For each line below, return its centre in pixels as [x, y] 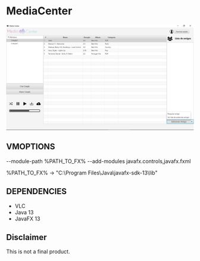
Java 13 [24, 212]
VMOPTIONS [31, 147]
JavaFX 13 [27, 219]
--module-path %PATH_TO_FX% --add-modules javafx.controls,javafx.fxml [99, 161]
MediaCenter [39, 11]
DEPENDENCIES [37, 191]
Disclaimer [26, 237]
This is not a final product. [38, 251]
